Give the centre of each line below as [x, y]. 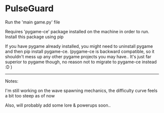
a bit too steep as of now [30, 95]
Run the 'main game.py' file [32, 22]
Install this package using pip [34, 37]
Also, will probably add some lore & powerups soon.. [58, 105]
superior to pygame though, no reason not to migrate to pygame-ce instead [81, 62]
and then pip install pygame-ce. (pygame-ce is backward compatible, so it [80, 51]
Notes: [12, 81]
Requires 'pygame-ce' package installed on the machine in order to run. [77, 31]
